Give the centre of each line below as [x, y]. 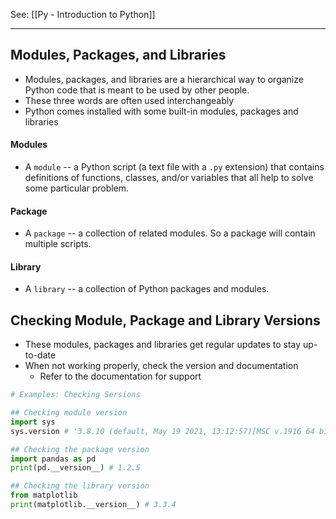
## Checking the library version [80, 486]
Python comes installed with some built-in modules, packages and [161, 111]
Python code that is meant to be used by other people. [137, 90]
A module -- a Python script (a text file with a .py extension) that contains [174, 167]
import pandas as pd [53, 459]
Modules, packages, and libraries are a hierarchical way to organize [164, 79]
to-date [40, 355]
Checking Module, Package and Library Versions [165, 320]
